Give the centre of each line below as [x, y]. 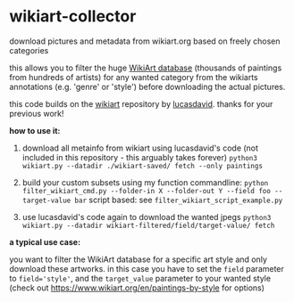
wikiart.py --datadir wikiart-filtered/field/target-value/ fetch [148, 225]
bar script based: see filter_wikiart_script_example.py [179, 200]
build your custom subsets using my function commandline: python [145, 182]
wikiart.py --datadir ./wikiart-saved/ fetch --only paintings [143, 166]
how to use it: [35, 130]
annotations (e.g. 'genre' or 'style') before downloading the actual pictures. [147, 86]
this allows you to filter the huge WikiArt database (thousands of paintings [146, 68]
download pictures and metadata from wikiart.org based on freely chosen [145, 41]
